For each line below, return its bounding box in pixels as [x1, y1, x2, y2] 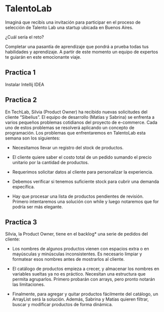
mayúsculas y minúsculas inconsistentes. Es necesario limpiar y [12, 251, 142, 257]
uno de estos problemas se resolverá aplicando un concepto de [5, 124, 134, 131]
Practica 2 [5, 96, 37, 104]
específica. [12, 183, 35, 190]
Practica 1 [5, 69, 36, 77]
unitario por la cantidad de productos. [12, 159, 89, 165]
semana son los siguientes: [5, 135, 61, 141]
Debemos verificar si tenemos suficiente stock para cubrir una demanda [12, 178, 159, 184]
